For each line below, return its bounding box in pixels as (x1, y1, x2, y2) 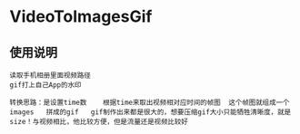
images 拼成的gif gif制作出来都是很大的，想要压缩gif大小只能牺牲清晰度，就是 (9, 108, 292, 117)
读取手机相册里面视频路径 (9, 71, 91, 80)
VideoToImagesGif (9, 6, 153, 27)
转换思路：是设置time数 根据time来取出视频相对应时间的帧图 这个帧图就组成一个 (9, 98, 290, 107)
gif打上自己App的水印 (9, 81, 82, 90)
